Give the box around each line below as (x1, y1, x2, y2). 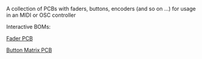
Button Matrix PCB (6, 46, 52, 54)
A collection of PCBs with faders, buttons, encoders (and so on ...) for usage (6, 5, 196, 12)
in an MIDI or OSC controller (6, 11, 77, 19)
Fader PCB (6, 35, 33, 42)
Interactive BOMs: (6, 23, 51, 30)
